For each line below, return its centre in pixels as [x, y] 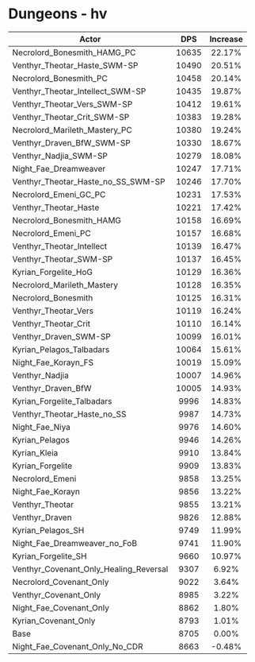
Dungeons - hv [58, 14]
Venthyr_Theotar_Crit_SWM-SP [71, 117]
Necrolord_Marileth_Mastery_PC [72, 130]
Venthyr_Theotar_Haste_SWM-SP [75, 65]
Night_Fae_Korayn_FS [53, 362]
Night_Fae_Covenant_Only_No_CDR [78, 646]
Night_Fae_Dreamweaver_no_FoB [74, 543]
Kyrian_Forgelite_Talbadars [62, 401]
